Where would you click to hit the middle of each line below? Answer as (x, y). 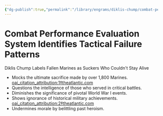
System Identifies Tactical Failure (73, 44)
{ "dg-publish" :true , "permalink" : (38, 10)
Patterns (22, 54)
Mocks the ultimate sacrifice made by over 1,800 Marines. (70, 77)
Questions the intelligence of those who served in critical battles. (77, 88)
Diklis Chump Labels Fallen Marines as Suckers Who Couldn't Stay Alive (77, 68)
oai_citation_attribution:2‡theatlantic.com (53, 103)
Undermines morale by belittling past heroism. (58, 108)
